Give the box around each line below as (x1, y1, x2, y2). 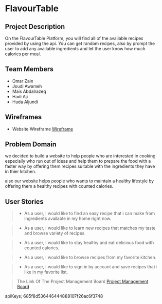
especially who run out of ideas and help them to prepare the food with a (5, 158, 151, 164)
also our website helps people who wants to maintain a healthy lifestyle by (5, 178, 154, 184)
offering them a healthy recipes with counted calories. (5, 183, 113, 189)
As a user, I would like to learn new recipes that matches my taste (24, 225, 156, 231)
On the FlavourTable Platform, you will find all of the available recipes (5, 35, 144, 41)
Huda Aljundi (12, 99, 38, 105)
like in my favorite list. (24, 269, 68, 275)
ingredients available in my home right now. (24, 216, 111, 221)
